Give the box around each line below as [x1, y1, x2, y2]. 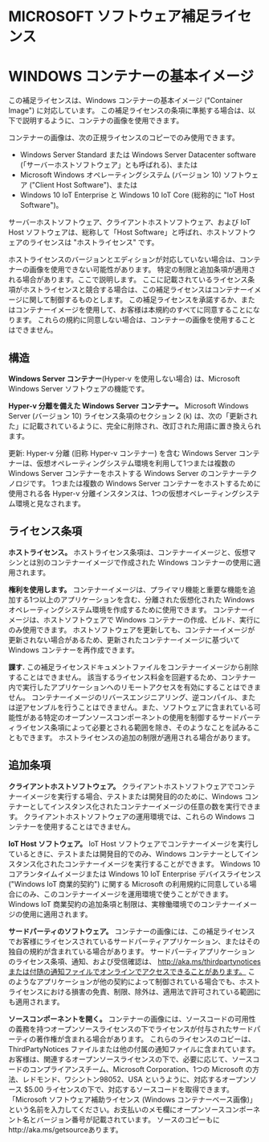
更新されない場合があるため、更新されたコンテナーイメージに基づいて [8, 635, 241, 644]
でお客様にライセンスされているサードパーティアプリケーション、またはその [8, 936, 261, 946]
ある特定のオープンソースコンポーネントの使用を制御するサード [29, 712, 240, 722]
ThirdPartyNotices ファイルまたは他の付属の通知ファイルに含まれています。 [8, 1044, 259, 1053]
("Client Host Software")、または [29, 180, 138, 190]
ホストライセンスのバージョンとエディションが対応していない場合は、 [8, 254, 240, 264]
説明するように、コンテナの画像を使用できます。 [22, 116, 184, 126]
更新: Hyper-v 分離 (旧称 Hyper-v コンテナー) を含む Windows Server [8, 448, 237, 457]
